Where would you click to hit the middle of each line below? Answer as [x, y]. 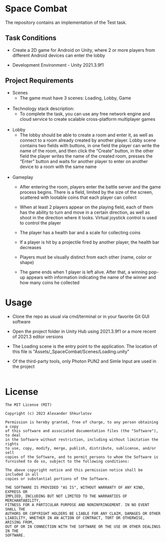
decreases [30, 247]
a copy [12, 427]
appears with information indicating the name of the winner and [91, 277]
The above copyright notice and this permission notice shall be [74, 470]
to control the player [40, 223]
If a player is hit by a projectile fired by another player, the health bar [89, 242]
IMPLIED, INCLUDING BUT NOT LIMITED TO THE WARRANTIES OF [66, 496]
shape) [27, 262]
